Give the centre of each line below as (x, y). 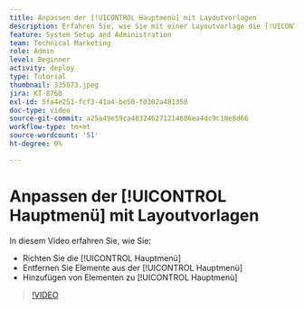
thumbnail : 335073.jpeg (54, 85)
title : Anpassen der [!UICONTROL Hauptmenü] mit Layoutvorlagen (133, 18)
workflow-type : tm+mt (50, 127)
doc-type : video (40, 110)
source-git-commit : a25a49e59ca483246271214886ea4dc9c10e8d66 (129, 118)
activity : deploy (42, 69)
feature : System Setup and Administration (90, 34)
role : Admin (32, 51)
